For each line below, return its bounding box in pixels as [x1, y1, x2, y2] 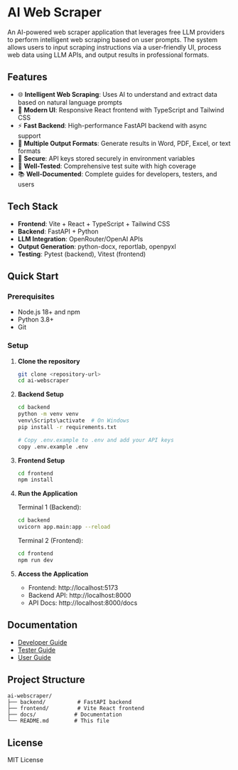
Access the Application [17, 569, 89, 578]
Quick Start [7, 270, 59, 282]
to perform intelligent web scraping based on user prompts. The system [7, 35, 218, 43]
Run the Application [17, 489, 78, 498]
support [17, 131, 41, 139]
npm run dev [17, 557, 53, 564]
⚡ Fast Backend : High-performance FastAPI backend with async [17, 121, 207, 130]
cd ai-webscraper [17, 377, 70, 384]
